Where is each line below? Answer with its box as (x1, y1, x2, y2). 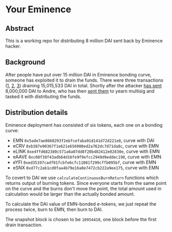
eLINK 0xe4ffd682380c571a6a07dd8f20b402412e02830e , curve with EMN (12, 148, 160, 154)
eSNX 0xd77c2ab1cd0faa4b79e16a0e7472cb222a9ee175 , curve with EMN (12, 164, 159, 170)
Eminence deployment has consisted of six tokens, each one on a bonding (5, 122, 163, 128)
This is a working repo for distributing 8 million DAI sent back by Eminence (5, 37, 163, 44)
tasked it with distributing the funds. (5, 93, 82, 100)
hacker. (5, 43, 22, 49)
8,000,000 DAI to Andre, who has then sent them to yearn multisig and (5, 88, 155, 94)
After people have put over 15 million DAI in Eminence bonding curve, (5, 71, 151, 78)
